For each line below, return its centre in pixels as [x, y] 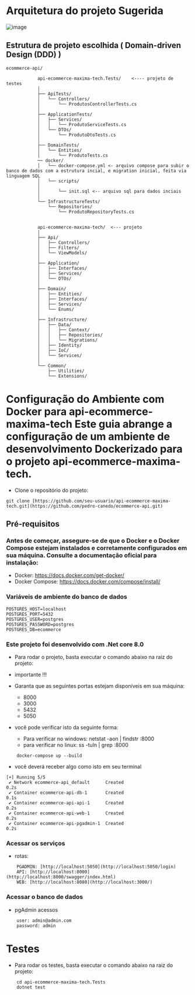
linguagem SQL [23, 176]
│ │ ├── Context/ [64, 330]
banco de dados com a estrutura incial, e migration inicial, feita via [96, 171]
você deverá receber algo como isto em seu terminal [78, 766]
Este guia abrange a [123, 424]
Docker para [36, 411]
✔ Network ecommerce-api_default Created [66, 782]
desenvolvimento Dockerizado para [94, 449]
